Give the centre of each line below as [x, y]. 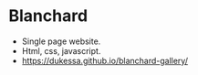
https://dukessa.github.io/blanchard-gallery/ [105, 60]
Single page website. [61, 41]
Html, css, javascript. [61, 50]
